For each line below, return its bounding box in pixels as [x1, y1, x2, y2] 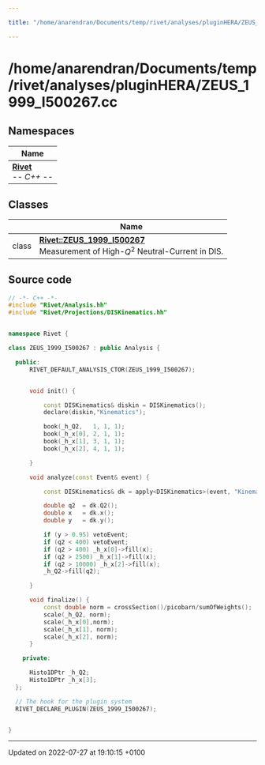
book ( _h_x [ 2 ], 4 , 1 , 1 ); [43, 444, 125, 453]
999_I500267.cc [8, 92, 118, 111]
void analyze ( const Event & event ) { [28, 473, 150, 481]
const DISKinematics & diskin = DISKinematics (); [43, 401, 207, 409]
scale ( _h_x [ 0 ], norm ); [43, 618, 114, 626]
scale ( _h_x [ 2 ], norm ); [43, 633, 118, 641]
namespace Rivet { [8, 330, 69, 338]
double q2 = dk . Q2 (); [43, 502, 118, 510]
